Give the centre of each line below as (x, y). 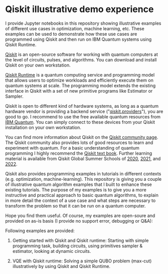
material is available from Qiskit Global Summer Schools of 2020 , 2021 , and (83, 158)
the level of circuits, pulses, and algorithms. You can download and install (81, 59)
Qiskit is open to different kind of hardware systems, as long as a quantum (82, 106)
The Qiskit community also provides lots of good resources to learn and (79, 143)
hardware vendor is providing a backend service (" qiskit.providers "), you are (84, 111)
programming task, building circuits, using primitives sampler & (77, 246)
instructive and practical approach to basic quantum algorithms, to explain (82, 195)
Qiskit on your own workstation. (38, 65)
